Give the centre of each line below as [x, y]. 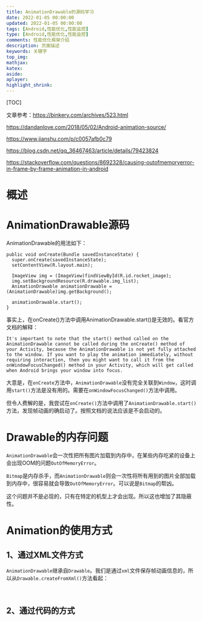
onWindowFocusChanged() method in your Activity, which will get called [100, 365]
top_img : [17, 57]
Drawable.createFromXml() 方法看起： [63, 578]
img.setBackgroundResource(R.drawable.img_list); [75, 281]
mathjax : [17, 62]
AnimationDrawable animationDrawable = [62, 287]
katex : [15, 68]
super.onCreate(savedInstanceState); [59, 260]
